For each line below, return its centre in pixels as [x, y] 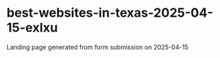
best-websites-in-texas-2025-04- [110, 13]
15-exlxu [32, 28]
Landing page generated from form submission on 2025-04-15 [98, 47]
